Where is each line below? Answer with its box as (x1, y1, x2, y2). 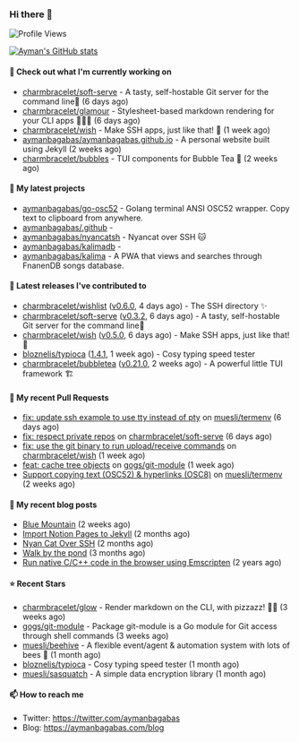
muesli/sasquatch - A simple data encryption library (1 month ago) (21, 668, 267, 679)
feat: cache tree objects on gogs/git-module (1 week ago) (21, 460, 235, 470)
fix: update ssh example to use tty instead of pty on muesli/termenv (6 (21, 412, 282, 423)
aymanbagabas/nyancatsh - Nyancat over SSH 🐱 (21, 231, 207, 242)
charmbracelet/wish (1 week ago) (21, 450, 146, 461)
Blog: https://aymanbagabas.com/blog (21, 721, 165, 733)
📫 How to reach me (9, 689, 84, 700)
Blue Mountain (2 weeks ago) (21, 519, 132, 530)
